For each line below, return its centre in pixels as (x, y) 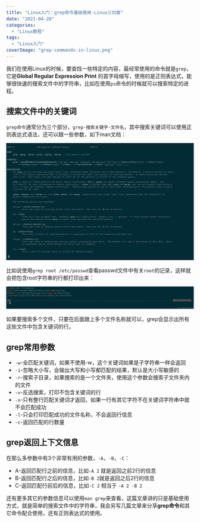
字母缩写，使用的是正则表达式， (147, 76)
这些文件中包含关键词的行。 (40, 326)
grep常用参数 (31, 347)
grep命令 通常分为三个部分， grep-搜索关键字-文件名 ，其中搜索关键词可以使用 (96, 127)
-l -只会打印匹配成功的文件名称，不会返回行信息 (74, 415)
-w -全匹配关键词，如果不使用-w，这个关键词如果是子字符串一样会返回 (100, 363)
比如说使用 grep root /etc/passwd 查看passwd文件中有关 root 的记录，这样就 (99, 270)
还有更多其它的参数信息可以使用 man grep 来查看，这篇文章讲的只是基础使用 (98, 498)
